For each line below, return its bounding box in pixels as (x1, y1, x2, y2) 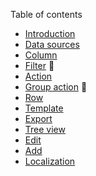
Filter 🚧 (24, 60, 55, 71)
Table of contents (10, 9, 83, 20)
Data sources (24, 39, 80, 50)
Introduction (24, 28, 76, 39)
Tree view (24, 124, 66, 135)
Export (24, 113, 53, 124)
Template (24, 102, 64, 114)
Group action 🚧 (24, 81, 88, 93)
